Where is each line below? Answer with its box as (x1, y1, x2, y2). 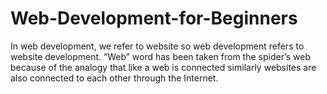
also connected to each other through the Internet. (10, 72, 219, 84)
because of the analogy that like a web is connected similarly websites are (10, 61, 317, 73)
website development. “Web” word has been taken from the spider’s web (10, 50, 311, 62)
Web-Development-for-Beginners (10, 7, 298, 30)
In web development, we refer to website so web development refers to (10, 40, 305, 52)
